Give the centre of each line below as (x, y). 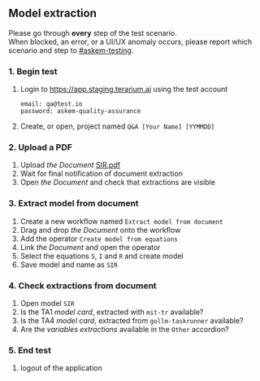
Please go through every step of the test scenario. (93, 33)
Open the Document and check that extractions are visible (117, 182)
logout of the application (61, 368)
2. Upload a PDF (41, 147)
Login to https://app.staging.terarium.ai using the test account (124, 90)
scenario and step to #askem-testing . (71, 50)
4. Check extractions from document (82, 286)
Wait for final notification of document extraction (101, 173)
